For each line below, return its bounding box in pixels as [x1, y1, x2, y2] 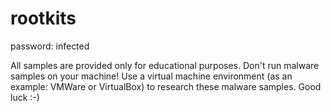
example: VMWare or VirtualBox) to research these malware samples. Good [10, 80, 322, 92]
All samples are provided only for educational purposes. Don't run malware [10, 59, 320, 71]
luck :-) [10, 91, 40, 103]
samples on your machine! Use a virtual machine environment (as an [10, 70, 293, 82]
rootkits [10, 7, 77, 30]
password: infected [10, 40, 90, 52]
